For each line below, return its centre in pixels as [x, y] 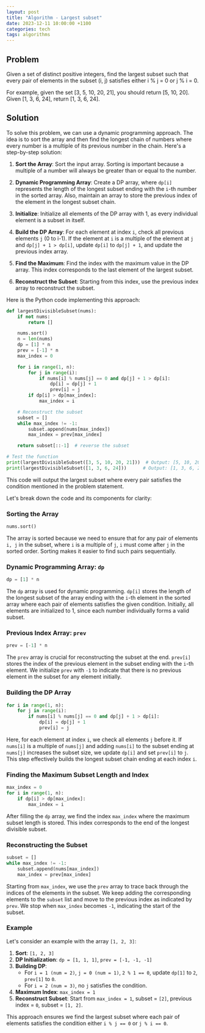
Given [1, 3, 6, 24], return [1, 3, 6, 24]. [53, 99]
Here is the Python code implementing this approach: [73, 300]
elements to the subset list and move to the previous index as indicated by [99, 899]
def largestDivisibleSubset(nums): [52, 311]
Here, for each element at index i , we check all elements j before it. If [94, 740]
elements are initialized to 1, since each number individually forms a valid [98, 611]
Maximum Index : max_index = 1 [55, 992]
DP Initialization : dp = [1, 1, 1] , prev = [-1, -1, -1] [84, 959]
